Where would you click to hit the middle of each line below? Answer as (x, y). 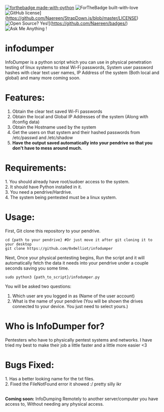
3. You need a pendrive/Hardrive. (39, 192)
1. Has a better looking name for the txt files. (50, 378)
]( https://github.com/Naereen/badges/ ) (88, 23)
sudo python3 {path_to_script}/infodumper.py (52, 277)
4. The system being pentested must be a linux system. (61, 197)
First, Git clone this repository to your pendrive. (53, 231)
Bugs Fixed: (30, 365)
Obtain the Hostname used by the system (54, 127)
